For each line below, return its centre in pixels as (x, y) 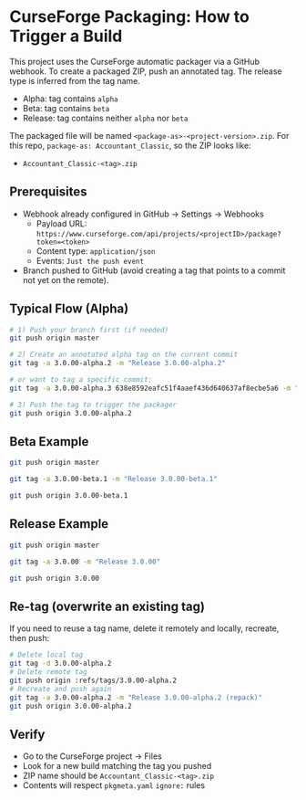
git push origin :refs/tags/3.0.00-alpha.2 (93, 680)
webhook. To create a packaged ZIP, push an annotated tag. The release (146, 71)
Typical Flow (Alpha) (69, 309)
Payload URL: (61, 223)
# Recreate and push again (61, 689)
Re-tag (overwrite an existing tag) (107, 606)
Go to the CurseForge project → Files (92, 756)
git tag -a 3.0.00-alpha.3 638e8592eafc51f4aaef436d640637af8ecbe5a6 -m (150, 388)
